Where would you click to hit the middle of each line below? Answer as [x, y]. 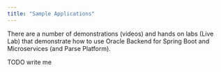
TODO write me [30, 62]
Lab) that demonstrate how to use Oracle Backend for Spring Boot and [108, 41]
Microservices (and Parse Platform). [59, 48]
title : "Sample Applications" [51, 14]
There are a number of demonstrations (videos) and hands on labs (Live [110, 34]
